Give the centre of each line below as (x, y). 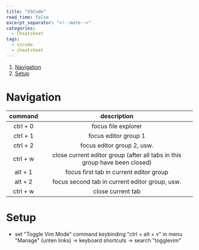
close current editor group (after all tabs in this (117, 155)
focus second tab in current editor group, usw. (117, 181)
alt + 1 (23, 172)
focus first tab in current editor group (117, 172)
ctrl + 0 (23, 126)
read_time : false (28, 17)
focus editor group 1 (117, 136)
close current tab (117, 191)
